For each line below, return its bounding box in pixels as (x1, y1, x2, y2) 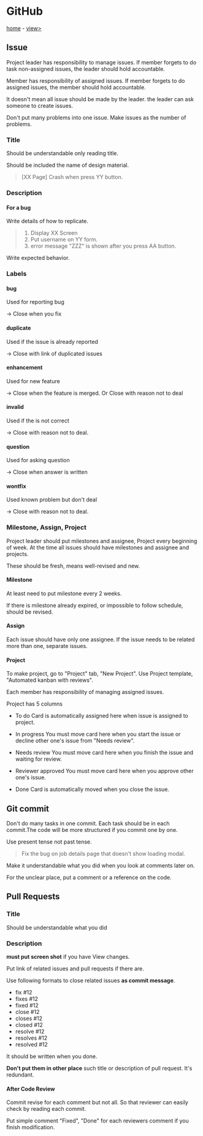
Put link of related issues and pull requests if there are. (6, 965, 144, 972)
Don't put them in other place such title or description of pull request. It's (6, 1065, 193, 1072)
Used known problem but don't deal (6, 496, 98, 503)
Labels (6, 270, 27, 278)
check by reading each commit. (6, 1105, 86, 1113)
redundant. (6, 1071, 34, 1078)
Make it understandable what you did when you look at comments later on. (6, 862, 195, 869)
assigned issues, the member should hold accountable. (6, 83, 146, 91)
